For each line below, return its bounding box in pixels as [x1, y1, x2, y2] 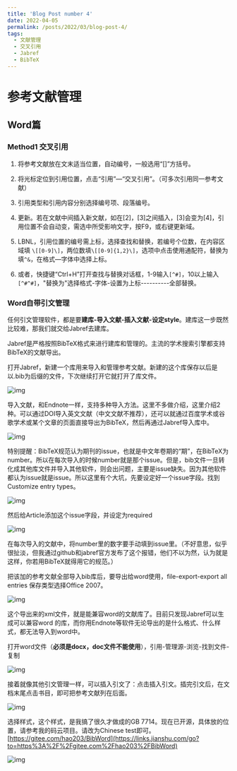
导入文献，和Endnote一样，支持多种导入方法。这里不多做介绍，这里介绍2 [7, 400, 221, 409]
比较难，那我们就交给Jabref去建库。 [7, 324, 113, 333]
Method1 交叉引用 [7, 142, 68, 152]
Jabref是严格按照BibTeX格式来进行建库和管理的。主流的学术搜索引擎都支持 [7, 339, 226, 347]
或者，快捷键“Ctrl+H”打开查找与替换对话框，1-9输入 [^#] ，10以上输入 [17, 270, 219, 278]
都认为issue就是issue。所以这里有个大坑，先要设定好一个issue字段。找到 [7, 473, 220, 482]
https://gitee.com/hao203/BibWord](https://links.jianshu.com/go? [9, 734, 200, 742]
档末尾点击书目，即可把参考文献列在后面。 [7, 688, 131, 697]
